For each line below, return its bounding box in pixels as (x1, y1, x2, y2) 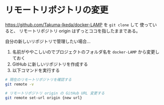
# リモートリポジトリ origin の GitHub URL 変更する (5, 91, 105, 96)
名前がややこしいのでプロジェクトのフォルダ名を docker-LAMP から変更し (12, 49, 160, 55)
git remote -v (5, 82, 34, 87)
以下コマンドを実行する (12, 67, 60, 73)
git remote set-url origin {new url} (5, 95, 82, 100)
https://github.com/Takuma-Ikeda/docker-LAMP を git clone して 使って (5, 22, 153, 28)
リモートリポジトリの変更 (5, 4, 109, 16)
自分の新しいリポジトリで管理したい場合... (5, 38, 91, 44)
